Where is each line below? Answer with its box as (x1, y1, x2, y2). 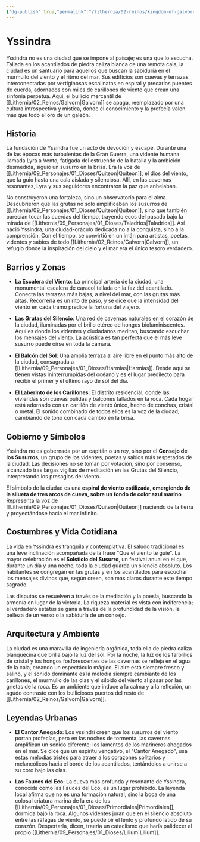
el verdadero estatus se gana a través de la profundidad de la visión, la (6, 605, 180, 612)
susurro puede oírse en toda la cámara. (14, 340, 112, 348)
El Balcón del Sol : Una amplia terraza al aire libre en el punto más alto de (14, 352, 193, 359)
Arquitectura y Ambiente (6, 629, 100, 639)
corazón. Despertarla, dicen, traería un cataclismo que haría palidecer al (14, 822, 192, 830)
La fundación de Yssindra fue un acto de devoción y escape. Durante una (6, 145, 186, 152)
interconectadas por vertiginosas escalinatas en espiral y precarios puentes (6, 79, 192, 87)
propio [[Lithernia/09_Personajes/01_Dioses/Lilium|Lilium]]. (14, 829, 160, 836)
